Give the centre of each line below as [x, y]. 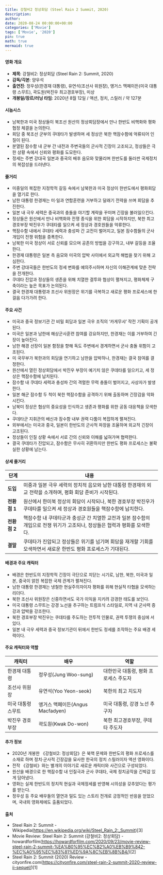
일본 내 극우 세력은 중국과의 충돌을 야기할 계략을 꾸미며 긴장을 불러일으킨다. [83, 213]
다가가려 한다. [34, 298]
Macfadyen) [52, 711]
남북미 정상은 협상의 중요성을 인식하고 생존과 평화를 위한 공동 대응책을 [78, 407]
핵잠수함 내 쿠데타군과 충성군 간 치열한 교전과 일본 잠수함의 [87, 518]
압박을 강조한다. [36, 611]
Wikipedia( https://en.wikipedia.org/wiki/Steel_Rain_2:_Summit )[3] [77, 830]
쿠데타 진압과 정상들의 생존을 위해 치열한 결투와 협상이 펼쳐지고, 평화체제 [81, 279]
